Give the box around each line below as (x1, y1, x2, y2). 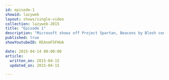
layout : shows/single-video (5, 16, 64, 21)
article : (5, 53, 24, 58)
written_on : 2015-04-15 (10, 58, 59, 63)
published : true (5, 35, 39, 40)
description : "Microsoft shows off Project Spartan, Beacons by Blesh (5, 30, 156, 35)
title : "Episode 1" (5, 26, 46, 31)
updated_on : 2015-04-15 (10, 63, 59, 68)
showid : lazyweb (5, 12, 39, 17)
